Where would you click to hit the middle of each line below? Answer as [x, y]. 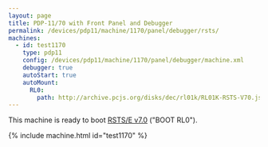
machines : [25, 38]
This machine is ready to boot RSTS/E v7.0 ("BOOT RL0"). [103, 120]
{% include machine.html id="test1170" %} [78, 136]
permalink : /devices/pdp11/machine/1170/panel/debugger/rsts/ [114, 30]
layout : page [30, 16]
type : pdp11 [42, 53]
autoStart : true [50, 75]
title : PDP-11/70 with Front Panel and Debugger [91, 23]
